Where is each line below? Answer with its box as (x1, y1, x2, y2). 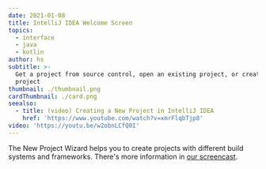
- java (15, 41, 37, 49)
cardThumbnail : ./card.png (8, 92, 97, 100)
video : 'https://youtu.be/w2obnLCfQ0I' (8, 122, 140, 130)
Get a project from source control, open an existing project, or (15, 70, 239, 78)
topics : (8, 26, 34, 34)
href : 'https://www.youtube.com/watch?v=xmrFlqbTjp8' (22, 115, 203, 122)
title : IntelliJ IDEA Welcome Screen (8, 19, 133, 27)
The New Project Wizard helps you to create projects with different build (8, 143, 244, 152)
